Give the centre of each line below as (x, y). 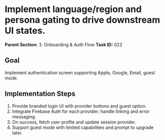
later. (17, 132)
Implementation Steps (40, 94)
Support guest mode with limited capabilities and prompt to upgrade (83, 127)
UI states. (25, 31)
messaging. (24, 116)
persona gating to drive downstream (82, 20)
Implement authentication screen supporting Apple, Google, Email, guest (80, 73)
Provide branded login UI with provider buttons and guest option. (79, 106)
